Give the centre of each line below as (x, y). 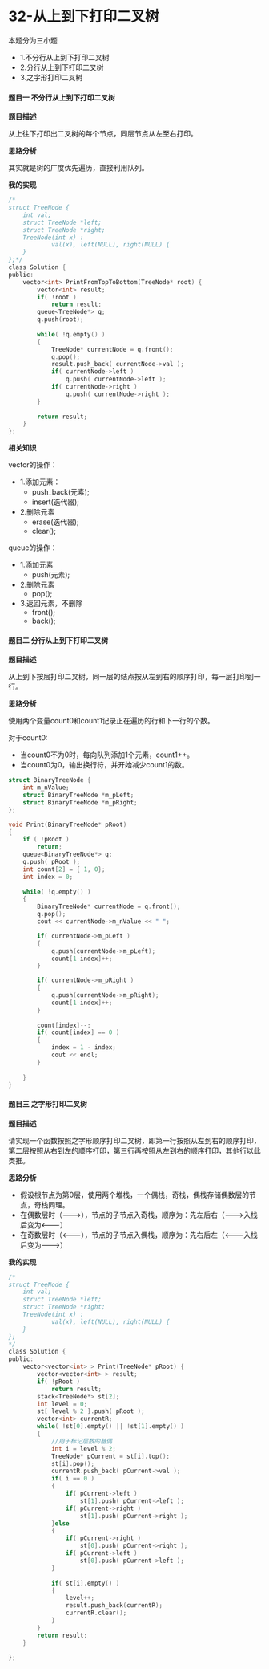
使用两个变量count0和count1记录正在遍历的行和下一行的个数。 (111, 721)
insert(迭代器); (56, 502)
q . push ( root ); (60, 320)
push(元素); (51, 575)
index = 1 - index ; (83, 1048)
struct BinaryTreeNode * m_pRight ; (80, 802)
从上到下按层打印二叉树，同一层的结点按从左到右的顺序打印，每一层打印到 (131, 677)
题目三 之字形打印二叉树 (48, 1104)
